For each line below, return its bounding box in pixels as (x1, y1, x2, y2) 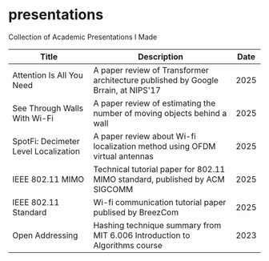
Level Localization (12, 146, 80, 157)
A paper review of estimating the (93, 98, 216, 109)
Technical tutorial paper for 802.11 (93, 163, 226, 175)
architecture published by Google (93, 74, 219, 86)
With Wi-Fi (12, 112, 54, 123)
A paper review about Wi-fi (93, 130, 196, 142)
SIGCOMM (93, 183, 134, 195)
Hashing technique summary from (93, 219, 222, 231)
